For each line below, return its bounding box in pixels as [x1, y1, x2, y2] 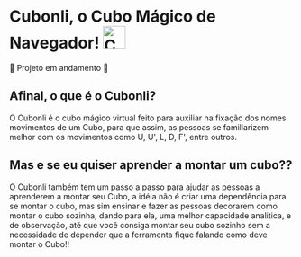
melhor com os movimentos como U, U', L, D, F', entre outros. [9, 131, 237, 142]
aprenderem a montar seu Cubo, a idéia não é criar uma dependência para [9, 191, 287, 201]
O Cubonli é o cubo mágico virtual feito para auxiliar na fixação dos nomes [9, 112, 287, 123]
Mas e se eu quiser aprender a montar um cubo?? [9, 157, 293, 173]
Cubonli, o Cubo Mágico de [9, 6, 216, 27]
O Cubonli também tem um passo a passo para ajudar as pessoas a [9, 182, 260, 192]
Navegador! [9, 33, 100, 53]
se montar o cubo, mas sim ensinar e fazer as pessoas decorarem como [9, 200, 278, 211]
